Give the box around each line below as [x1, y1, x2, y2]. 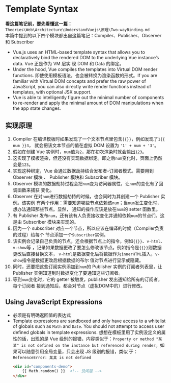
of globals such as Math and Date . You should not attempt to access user [12, 323, 164, 329]
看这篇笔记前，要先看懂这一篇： [5, 20, 72, 27]
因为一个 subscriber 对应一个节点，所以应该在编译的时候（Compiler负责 [12, 225, 164, 231]
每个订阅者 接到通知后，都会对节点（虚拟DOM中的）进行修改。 [12, 282, 146, 289]
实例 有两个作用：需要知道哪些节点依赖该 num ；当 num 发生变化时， [26, 200, 162, 206]
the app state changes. [12, 105, 61, 111]
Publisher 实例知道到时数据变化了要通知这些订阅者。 [12, 270, 123, 276]
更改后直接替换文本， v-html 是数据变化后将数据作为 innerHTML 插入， [12, 251, 156, 257]
